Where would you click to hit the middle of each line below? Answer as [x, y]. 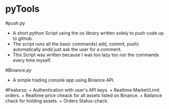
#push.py [15, 23]
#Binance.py [19, 70]
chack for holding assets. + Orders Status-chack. [57, 101]
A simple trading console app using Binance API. [64, 80]
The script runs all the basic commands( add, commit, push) [76, 43]
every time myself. [32, 60]
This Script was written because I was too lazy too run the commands [86, 55]
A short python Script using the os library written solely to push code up [88, 33]
